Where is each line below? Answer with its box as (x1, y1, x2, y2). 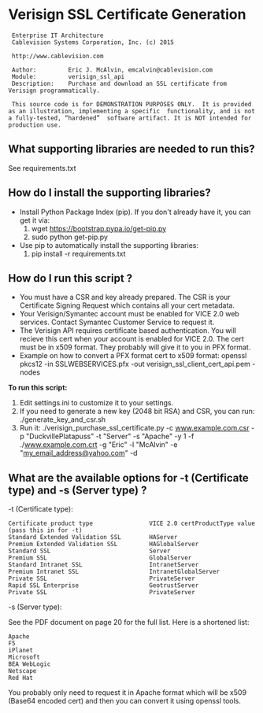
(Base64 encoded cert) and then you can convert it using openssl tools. (8, 696, 242, 706)
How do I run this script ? (8, 272, 133, 285)
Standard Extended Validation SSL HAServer (8, 534, 178, 541)
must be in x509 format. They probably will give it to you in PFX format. (19, 342, 251, 352)
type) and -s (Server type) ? (8, 483, 147, 497)
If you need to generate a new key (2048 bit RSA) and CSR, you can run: (19, 407, 255, 416)
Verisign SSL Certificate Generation (8, 6, 246, 24)
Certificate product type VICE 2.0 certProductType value (8, 519, 256, 528)
